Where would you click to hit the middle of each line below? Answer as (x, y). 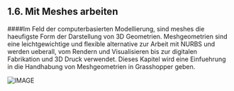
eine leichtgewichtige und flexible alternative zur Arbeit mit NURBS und (111, 44)
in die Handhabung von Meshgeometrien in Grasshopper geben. (101, 66)
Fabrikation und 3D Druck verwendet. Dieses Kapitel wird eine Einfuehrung (117, 59)
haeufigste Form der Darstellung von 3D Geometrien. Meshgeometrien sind (118, 36)
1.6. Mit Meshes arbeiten (63, 12)
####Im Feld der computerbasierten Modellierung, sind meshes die (106, 28)
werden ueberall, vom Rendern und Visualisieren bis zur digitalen (102, 51)
